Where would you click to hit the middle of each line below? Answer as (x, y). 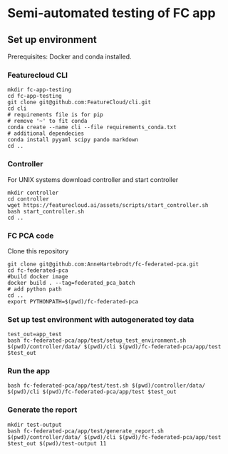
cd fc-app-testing (35, 96)
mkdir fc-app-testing (40, 90)
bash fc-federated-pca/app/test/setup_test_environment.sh (97, 340)
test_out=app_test (35, 334)
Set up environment (52, 40)
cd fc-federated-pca (38, 270)
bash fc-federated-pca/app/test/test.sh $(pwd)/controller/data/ (106, 386)
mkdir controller (33, 193)
